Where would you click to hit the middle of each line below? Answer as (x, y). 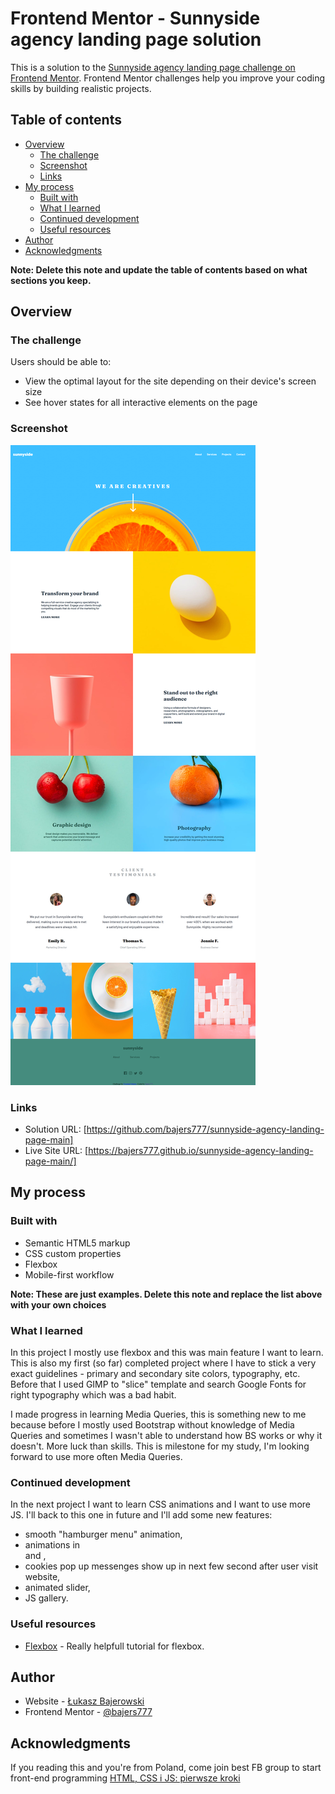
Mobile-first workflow (69, 1274)
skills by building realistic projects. (81, 88)
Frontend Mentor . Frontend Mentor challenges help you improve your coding (168, 78)
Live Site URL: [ (56, 1151)
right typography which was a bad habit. (93, 1395)
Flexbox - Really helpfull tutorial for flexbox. (114, 1646)
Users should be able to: (61, 362)
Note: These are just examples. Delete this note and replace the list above (166, 1294)
